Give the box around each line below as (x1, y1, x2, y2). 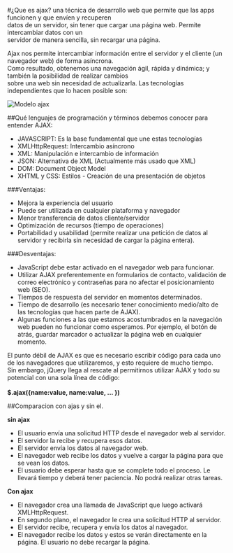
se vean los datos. (17, 458, 70, 467)
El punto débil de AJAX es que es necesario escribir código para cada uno (7, 351, 221, 359)
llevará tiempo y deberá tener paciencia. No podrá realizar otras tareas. (17, 474, 223, 482)
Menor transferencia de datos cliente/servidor (17, 213, 150, 222)
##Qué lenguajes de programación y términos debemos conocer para (7, 113, 208, 122)
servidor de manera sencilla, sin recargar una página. (7, 36, 160, 44)
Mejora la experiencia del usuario (17, 199, 114, 207)
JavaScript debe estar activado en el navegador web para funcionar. (17, 263, 215, 272)
